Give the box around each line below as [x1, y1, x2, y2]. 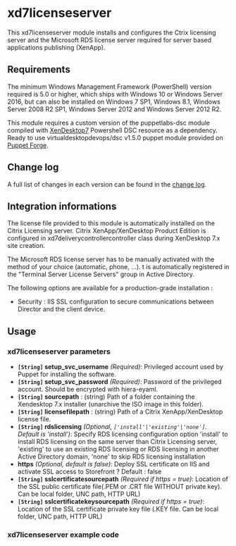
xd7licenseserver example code [7, 530, 120, 540]
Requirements [7, 63, 70, 75]
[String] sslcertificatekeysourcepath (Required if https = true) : [17, 497, 205, 506]
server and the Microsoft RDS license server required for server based [7, 35, 212, 44]
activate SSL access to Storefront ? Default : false [17, 467, 162, 476]
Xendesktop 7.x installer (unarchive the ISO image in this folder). [17, 400, 204, 409]
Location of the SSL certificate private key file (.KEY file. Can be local [17, 505, 219, 514]
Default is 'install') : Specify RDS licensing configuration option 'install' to [17, 430, 228, 438]
